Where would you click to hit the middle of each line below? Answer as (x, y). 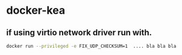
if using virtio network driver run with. (79, 33)
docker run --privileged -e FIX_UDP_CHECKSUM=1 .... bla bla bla (91, 46)
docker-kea (36, 10)
